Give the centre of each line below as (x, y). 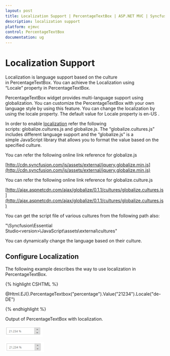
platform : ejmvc (22, 27)
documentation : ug (25, 37)
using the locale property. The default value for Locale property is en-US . (82, 113)
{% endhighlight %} (26, 309)
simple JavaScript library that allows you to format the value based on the (82, 140)
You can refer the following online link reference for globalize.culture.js (79, 180)
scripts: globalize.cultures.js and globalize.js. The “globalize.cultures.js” (80, 129)
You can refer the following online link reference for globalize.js (71, 155)
